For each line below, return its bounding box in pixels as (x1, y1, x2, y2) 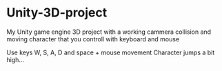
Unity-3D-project (6, 5, 108, 21)
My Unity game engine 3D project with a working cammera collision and (6, 28, 212, 36)
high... (6, 55, 25, 63)
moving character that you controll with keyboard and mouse (6, 34, 180, 43)
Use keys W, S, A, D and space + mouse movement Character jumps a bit (6, 48, 215, 57)
